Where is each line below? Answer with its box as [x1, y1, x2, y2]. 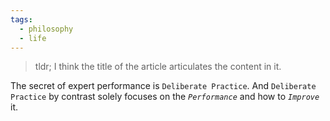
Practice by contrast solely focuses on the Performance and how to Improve [10, 91, 320, 103]
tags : [10, 14, 33, 25]
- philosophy [19, 24, 74, 34]
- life [19, 33, 47, 43]
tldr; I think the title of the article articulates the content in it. [34, 61, 282, 73]
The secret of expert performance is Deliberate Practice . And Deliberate [10, 80, 317, 92]
